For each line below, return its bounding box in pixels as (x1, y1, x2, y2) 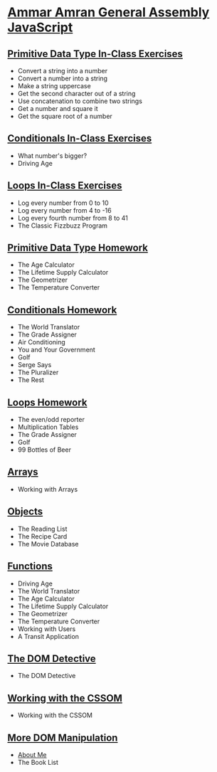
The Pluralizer (17, 368, 59, 377)
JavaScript (7, 19, 73, 36)
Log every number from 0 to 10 (17, 199, 109, 207)
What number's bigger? (17, 151, 88, 160)
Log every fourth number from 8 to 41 (17, 213, 128, 222)
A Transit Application (17, 632, 80, 640)
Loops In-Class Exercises (7, 179, 122, 192)
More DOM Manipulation (7, 731, 118, 744)
